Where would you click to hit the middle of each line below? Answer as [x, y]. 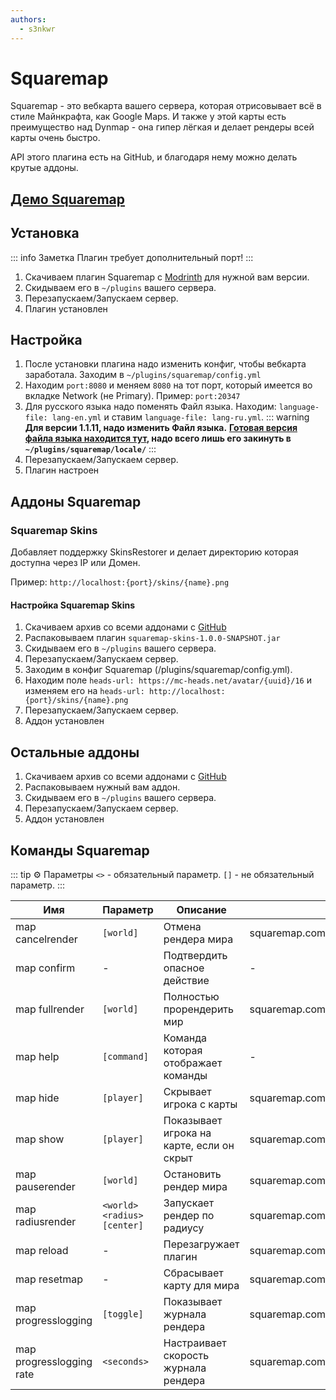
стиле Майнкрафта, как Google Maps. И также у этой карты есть [148, 117]
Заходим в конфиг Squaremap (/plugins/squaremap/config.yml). [158, 670]
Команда [185, 1038]
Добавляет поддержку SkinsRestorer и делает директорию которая [154, 552]
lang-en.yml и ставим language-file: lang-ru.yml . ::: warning [180, 417]
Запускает [189, 1203]
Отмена [182, 926]
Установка [45, 233]
